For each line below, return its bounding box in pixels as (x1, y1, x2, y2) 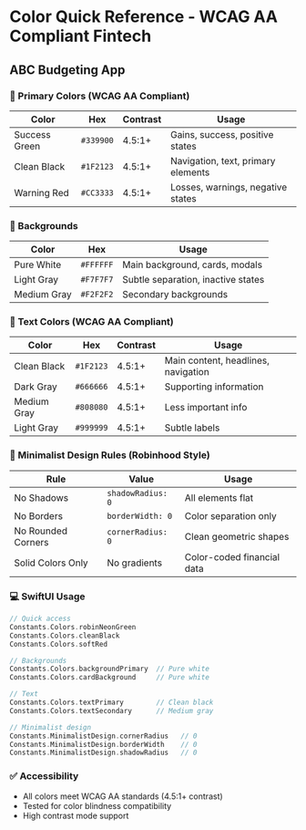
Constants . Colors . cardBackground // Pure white (9, 673, 209, 682)
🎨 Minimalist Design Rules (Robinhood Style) (9, 449, 211, 462)
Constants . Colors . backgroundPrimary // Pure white (9, 664, 209, 674)
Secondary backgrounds (122, 288, 229, 301)
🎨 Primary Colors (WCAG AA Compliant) (9, 89, 190, 102)
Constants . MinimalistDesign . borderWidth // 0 (9, 740, 198, 749)
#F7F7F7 (80, 275, 114, 285)
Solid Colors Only (14, 556, 88, 569)
